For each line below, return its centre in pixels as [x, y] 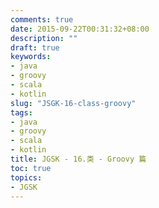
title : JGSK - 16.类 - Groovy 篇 [78, 159]
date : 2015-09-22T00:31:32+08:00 [80, 29]
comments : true [42, 19]
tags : [21, 112]
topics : [26, 177]
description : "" [44, 38]
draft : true [35, 47]
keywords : [31, 57]
